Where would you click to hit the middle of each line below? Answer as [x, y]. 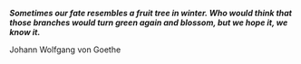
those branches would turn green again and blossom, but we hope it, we [149, 23]
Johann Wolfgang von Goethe [65, 50]
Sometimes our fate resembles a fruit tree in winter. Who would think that [151, 13]
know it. [25, 32]
